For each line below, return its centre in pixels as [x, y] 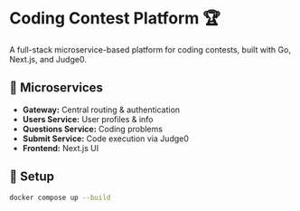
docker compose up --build [60, 197]
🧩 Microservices [56, 88]
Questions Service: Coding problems [92, 129]
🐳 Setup [32, 177]
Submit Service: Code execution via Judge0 [106, 139]
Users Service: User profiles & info [88, 119]
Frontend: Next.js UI [61, 148]
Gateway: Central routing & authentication [101, 110]
